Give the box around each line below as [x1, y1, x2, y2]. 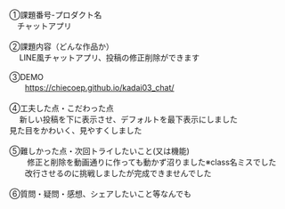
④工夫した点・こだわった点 [9, 103, 114, 113]
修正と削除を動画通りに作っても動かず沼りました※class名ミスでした [26, 157, 277, 167]
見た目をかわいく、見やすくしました [9, 125, 142, 135]
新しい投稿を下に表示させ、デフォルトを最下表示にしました [19, 114, 238, 125]
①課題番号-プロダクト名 [9, 10, 102, 20]
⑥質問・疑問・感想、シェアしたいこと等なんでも [9, 189, 191, 199]
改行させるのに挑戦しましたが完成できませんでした [24, 168, 212, 178]
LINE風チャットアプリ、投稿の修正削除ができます [19, 52, 200, 62]
